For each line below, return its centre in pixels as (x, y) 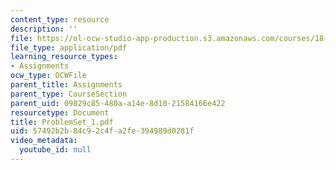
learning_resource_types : (64, 57)
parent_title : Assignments (66, 85)
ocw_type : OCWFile (48, 76)
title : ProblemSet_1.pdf (62, 122)
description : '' (44, 29)
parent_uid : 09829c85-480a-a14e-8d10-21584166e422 (118, 103)
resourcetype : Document (60, 112)
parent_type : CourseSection (69, 94)
